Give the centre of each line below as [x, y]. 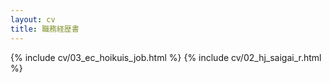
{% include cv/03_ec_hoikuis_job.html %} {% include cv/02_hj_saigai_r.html [166, 57]
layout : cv [33, 19]
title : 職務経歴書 [45, 29]
